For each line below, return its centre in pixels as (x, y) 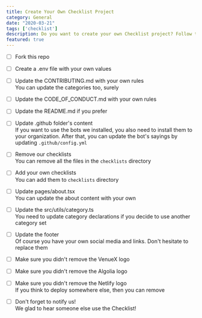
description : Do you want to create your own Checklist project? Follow (99, 34)
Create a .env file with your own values (63, 69)
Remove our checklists (43, 154)
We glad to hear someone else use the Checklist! (75, 308)
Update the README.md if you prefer (61, 111)
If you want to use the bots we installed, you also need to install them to (103, 130)
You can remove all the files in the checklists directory (83, 161)
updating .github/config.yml (51, 143)
